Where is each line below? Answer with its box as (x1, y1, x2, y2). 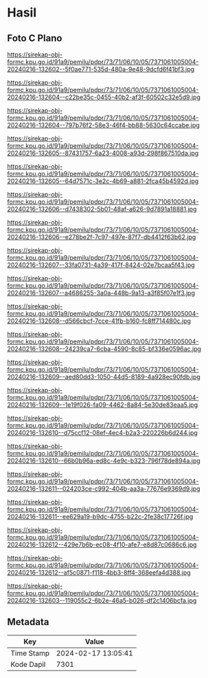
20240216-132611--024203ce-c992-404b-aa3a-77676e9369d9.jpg (7, 485, 200, 493)
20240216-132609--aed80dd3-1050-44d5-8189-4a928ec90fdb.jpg (7, 373, 200, 381)
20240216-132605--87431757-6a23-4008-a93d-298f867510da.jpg (7, 149, 199, 157)
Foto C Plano (7, 32, 62, 44)
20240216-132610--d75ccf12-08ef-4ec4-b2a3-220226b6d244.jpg (7, 429, 198, 436)
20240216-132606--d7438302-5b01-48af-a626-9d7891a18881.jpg (7, 205, 197, 213)
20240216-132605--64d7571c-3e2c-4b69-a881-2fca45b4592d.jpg (7, 177, 199, 185)
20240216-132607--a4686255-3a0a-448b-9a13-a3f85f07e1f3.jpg (7, 289, 196, 297)
